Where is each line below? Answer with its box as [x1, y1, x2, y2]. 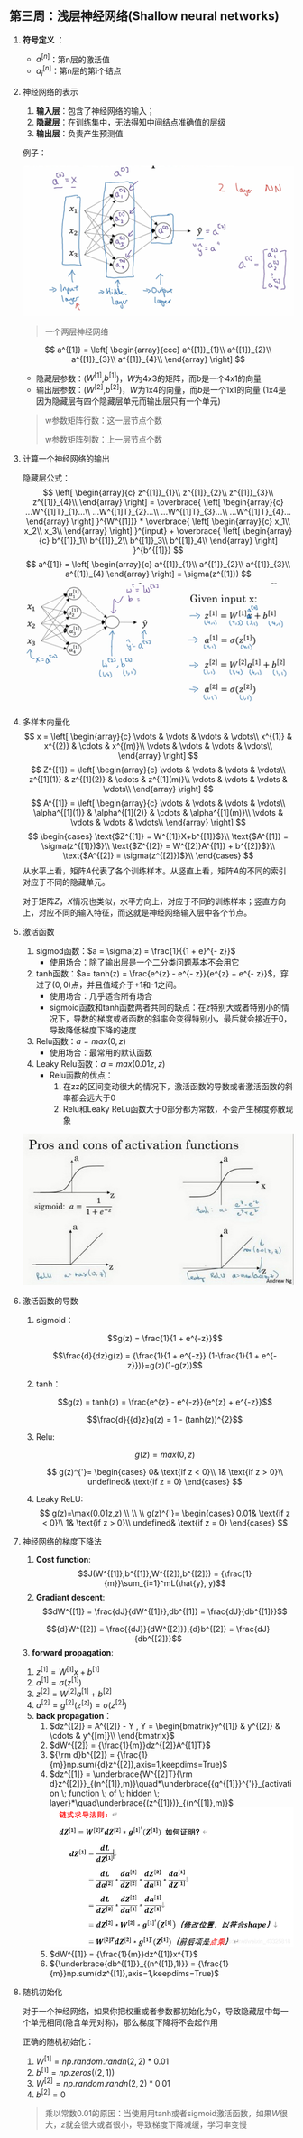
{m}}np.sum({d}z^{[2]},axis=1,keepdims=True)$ [49, 1759, 228, 1769]
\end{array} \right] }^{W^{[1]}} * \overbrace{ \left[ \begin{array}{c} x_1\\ [25, 516, 291, 527]
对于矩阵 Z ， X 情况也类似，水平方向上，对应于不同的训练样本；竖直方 [22, 896, 279, 907]
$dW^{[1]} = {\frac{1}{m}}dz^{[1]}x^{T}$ [49, 1949, 198, 1960]
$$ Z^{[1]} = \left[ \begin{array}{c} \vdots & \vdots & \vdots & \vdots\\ [31, 764, 286, 775]
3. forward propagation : [22, 1648, 115, 1658]
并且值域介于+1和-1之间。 [87, 979, 182, 991]
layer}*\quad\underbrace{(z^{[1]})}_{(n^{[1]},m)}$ [49, 1797, 234, 1808]
